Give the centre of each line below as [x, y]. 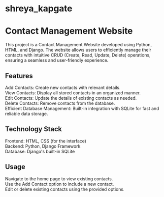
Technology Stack [33, 129]
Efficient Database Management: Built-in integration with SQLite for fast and [82, 108]
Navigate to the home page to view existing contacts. [59, 179]
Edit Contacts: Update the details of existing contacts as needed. [71, 98]
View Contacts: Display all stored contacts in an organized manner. [73, 93]
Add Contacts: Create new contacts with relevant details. [63, 87]
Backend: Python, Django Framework [43, 146]
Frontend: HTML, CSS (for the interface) [46, 141]
